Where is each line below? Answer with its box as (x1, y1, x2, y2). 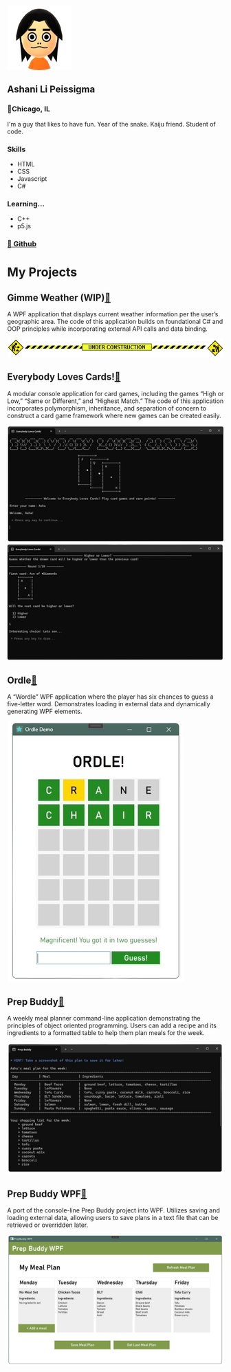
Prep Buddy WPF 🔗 (7, 1188, 87, 1199)
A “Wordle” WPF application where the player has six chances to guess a (7, 693, 214, 701)
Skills (7, 144, 26, 154)
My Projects (7, 265, 78, 280)
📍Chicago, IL (7, 105, 50, 114)
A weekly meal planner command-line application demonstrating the (7, 1014, 201, 1023)
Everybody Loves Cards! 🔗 (7, 371, 121, 383)
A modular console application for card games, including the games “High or (7, 389, 224, 398)
